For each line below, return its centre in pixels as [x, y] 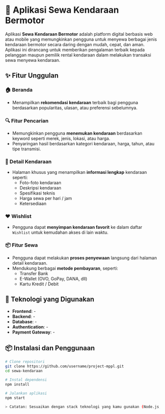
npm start [15, 398]
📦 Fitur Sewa [22, 245]
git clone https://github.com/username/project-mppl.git [65, 366]
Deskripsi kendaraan [40, 188]
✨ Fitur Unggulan [32, 76]
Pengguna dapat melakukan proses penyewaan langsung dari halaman [84, 258]
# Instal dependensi [26, 380]
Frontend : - [24, 311]
